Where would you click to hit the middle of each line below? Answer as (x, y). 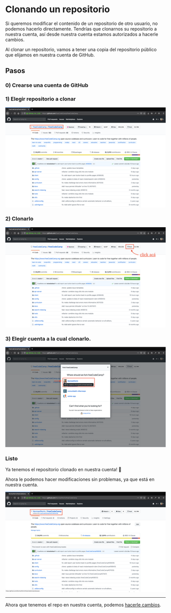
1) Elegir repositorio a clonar (41, 99)
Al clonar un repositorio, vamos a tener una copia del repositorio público (81, 49)
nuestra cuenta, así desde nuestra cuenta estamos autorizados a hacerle (82, 34)
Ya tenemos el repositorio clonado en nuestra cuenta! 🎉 (64, 470)
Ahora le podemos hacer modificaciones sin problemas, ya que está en (80, 479)
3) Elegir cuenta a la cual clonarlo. (48, 339)
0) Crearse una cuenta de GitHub (47, 85)
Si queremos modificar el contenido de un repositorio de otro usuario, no (81, 23)
